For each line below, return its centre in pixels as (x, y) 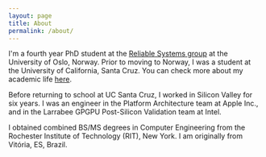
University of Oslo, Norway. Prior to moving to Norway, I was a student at (130, 62)
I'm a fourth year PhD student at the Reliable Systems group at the (118, 54)
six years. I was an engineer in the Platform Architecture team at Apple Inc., (133, 103)
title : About (30, 23)
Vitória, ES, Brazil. (38, 145)
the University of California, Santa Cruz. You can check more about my (126, 71)
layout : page (30, 16)
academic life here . (40, 79)
